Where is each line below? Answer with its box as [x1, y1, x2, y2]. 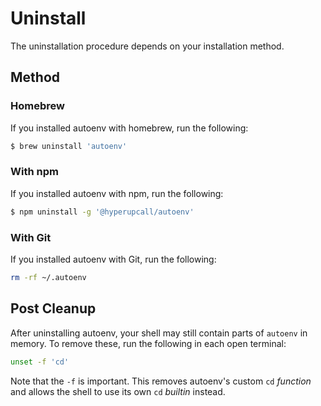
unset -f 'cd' [10, 357, 70, 367]
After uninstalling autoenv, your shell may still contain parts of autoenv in [10, 327, 308, 339]
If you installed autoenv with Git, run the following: [10, 253, 217, 265]
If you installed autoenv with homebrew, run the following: [10, 122, 249, 134]
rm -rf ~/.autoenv [10, 272, 87, 282]
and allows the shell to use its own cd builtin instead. [10, 385, 226, 397]
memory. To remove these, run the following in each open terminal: [10, 337, 287, 349]
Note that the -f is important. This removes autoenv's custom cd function [10, 375, 312, 387]
